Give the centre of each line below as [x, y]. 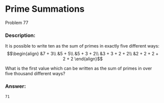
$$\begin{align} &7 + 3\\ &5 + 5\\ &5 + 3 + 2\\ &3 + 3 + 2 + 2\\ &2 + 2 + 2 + [83, 54]
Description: [20, 35]
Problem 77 [17, 23]
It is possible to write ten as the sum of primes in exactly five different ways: [82, 46]
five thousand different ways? [35, 74]
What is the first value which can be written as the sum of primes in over [79, 68]
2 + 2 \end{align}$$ [83, 59]
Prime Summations [45, 9]
